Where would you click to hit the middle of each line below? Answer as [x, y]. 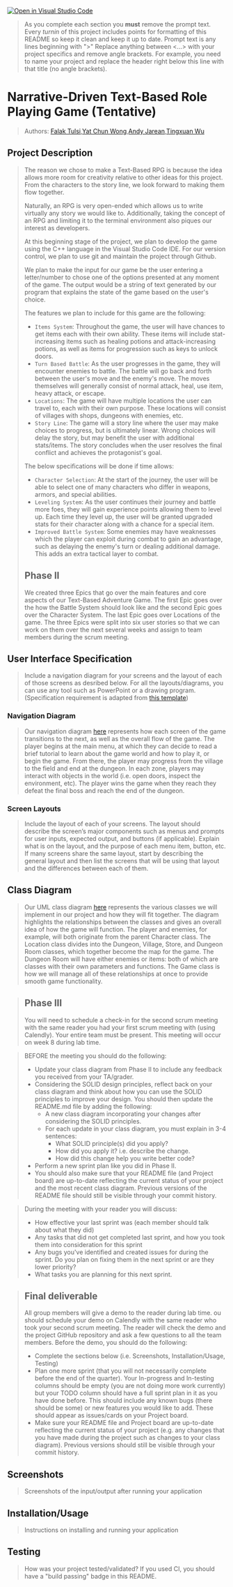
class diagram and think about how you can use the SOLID [119, 1091]
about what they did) [64, 1230]
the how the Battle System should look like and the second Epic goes [123, 607]
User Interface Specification [70, 658]
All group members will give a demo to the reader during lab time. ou [122, 1313]
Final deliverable [61, 1296]
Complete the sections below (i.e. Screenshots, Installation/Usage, [130, 1356]
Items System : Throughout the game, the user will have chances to [130, 326]
